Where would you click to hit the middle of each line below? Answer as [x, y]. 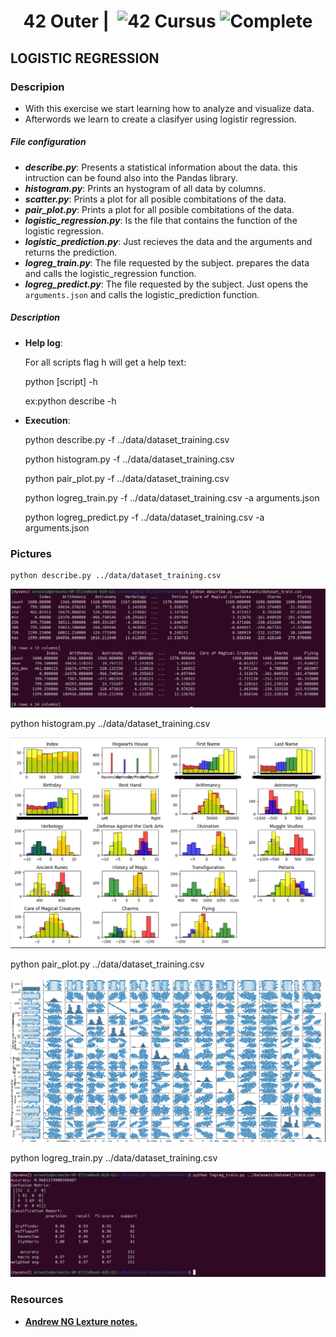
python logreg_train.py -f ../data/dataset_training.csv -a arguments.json [172, 497]
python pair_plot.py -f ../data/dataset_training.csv [127, 478]
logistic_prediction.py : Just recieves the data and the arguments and [168, 241]
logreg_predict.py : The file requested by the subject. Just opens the [166, 284]
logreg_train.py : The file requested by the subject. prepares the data [167, 262]
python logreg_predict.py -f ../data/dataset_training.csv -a [144, 517]
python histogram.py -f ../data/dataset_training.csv [129, 459]
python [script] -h [61, 381]
